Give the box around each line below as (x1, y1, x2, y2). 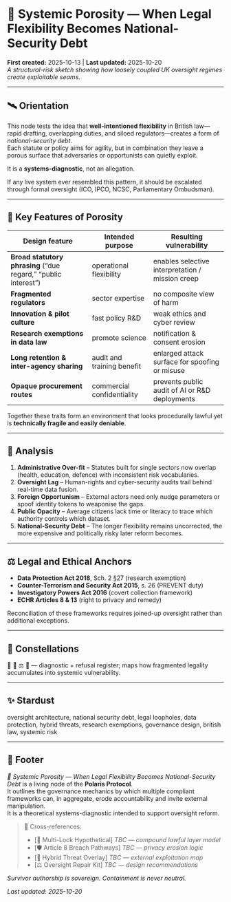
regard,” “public (10, 269, 62, 279)
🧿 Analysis (7, 445, 54, 457)
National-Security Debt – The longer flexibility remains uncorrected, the (16, 522, 223, 530)
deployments (153, 394, 196, 403)
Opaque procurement (10, 381, 82, 391)
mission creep (153, 273, 199, 283)
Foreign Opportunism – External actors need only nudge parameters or (16, 493, 220, 501)
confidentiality (91, 389, 139, 399)
